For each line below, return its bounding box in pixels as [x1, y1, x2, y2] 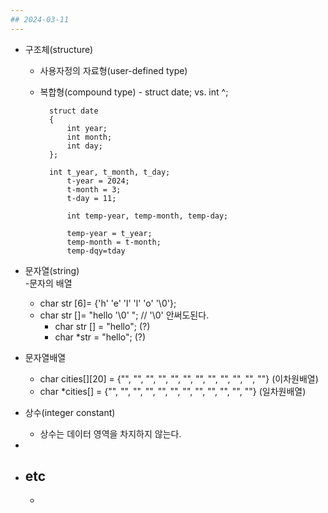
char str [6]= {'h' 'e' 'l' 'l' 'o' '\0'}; [39, 297, 177, 309]
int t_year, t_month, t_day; [48, 167, 171, 177]
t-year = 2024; [66, 176, 130, 186]
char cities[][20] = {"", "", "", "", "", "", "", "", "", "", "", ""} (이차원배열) [39, 372, 319, 385]
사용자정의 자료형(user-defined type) [39, 64, 188, 76]
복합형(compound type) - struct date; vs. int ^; [39, 86, 229, 98]
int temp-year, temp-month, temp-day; [66, 211, 229, 221]
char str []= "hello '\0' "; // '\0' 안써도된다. [39, 309, 210, 321]
